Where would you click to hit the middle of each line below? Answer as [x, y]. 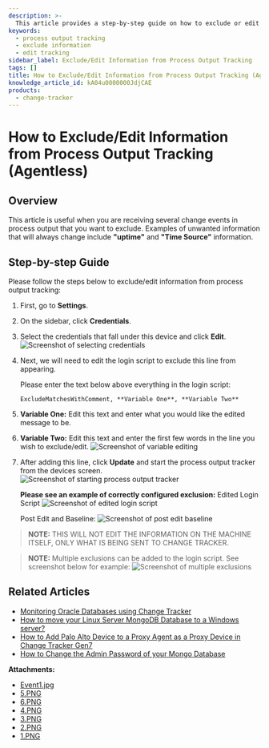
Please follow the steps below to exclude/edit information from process [126, 282]
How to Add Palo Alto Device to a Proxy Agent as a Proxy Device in [130, 637]
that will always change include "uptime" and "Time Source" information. [131, 237]
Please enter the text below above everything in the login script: [125, 384]
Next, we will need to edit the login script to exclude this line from [128, 360]
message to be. [46, 423]
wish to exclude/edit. [54, 447]
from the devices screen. [61, 471]
